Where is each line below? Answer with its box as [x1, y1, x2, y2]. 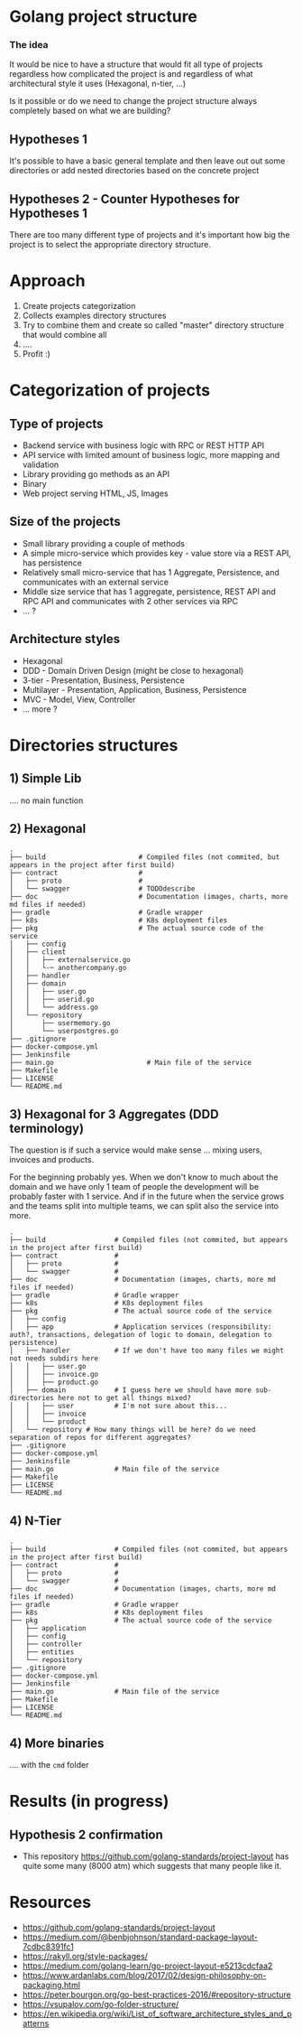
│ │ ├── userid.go [9, 995, 95, 1004]
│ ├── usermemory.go [9, 1019, 111, 1028]
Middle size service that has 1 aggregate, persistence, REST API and [22, 585, 277, 597]
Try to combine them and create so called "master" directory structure [22, 320, 285, 331]
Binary [22, 479, 47, 490]
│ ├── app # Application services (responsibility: [9, 1322, 272, 1332]
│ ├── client [9, 948, 67, 957]
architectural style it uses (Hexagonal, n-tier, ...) [9, 79, 187, 89]
